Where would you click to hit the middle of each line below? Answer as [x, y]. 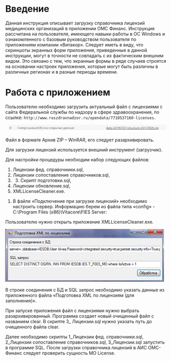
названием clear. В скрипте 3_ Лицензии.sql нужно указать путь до [79, 321]
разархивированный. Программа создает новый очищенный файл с [80, 316]
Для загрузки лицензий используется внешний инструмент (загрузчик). [84, 150]
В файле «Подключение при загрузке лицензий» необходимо [80, 201]
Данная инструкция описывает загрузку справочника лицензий [75, 23]
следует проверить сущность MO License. [69, 353]
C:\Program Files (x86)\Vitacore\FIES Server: [60, 212]
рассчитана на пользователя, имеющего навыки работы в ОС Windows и [85, 34]
